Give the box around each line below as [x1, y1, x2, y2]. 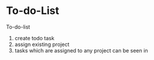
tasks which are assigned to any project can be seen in [14, 47, 148, 54]
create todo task [14, 34, 55, 41]
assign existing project [14, 41, 69, 48]
